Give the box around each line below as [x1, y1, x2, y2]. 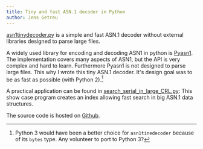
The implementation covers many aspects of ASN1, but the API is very [6, 55, 181, 63]
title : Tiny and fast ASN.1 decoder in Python [6, 8, 126, 15]
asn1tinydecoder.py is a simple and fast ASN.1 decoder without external [6, 31, 184, 38]
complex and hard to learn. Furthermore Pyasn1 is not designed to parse [6, 62, 186, 69]
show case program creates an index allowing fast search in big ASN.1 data [6, 94, 193, 101]
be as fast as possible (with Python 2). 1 [6, 75, 104, 83]
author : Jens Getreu [6, 14, 59, 21]
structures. [6, 100, 33, 107]
